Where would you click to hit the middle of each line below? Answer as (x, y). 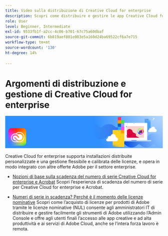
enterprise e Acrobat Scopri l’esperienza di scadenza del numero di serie (88, 182)
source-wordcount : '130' (31, 48)
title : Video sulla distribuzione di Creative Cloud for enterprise (78, 11)
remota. (20, 228)
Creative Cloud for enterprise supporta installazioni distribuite (69, 156)
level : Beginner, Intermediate (38, 27)
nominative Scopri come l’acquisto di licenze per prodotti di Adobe (81, 202)
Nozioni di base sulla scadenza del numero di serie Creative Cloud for (84, 176)
